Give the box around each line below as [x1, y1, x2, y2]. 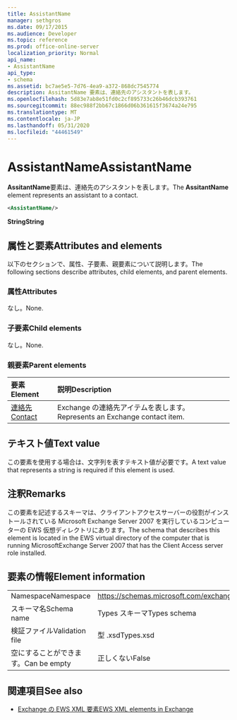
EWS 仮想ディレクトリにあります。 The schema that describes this [27, 525, 220, 534]
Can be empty [24, 659, 71, 668]
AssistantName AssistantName [7, 159, 192, 175]
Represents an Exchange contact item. [57, 412, 185, 421]
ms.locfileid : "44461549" [7, 128, 83, 136]
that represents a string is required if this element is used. [7, 465, 175, 474]
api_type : [7, 69, 37, 76]
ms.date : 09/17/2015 [7, 23, 68, 30]
